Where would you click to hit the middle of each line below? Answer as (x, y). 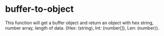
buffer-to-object (40, 9)
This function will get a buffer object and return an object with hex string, (80, 23)
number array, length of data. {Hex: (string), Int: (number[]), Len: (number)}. (82, 28)
